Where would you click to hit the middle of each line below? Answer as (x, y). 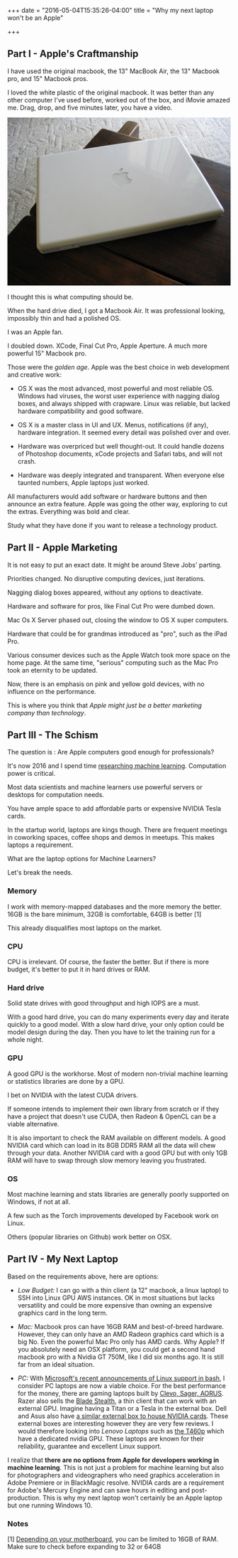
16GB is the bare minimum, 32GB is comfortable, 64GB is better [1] (104, 914)
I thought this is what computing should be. (70, 297)
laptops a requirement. (40, 845)
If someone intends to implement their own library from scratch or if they (113, 1109)
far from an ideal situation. (56, 1364)
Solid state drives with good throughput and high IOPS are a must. (104, 1003)
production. (24, 1498)
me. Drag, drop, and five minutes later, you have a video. (90, 107)
